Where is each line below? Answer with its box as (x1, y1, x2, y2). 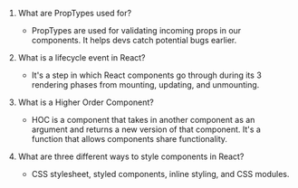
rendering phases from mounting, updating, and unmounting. (31, 80, 260, 89)
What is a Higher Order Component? (17, 97, 154, 108)
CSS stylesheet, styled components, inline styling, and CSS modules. (31, 169, 290, 179)
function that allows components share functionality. (31, 134, 228, 144)
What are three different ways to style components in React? (17, 151, 245, 162)
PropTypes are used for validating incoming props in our (31, 25, 242, 35)
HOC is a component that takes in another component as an (31, 115, 255, 125)
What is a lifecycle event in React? (17, 52, 147, 62)
